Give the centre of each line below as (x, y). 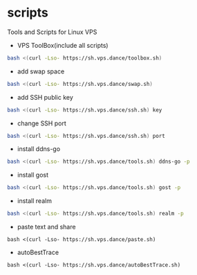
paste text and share (46, 227)
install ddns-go (39, 149)
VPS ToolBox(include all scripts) (63, 45)
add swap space (41, 71)
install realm (34, 201)
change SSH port (42, 123)
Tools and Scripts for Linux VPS (52, 32)
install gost (33, 175)
